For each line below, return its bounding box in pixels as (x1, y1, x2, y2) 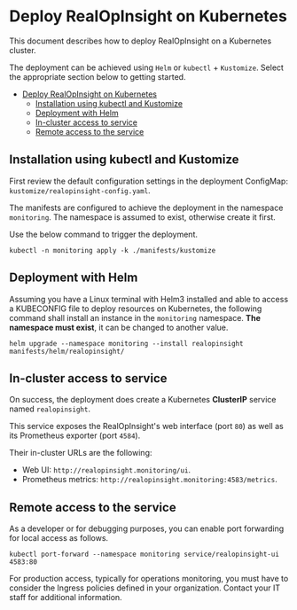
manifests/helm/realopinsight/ (9, 347, 125, 356)
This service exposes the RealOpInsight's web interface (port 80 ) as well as (9, 421, 284, 432)
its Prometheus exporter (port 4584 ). (9, 430, 141, 441)
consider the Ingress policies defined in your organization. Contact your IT (9, 583, 281, 593)
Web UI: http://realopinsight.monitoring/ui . (21, 465, 191, 475)
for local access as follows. (9, 533, 109, 544)
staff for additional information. (9, 592, 122, 603)
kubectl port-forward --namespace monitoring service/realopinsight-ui (9, 550, 279, 559)
